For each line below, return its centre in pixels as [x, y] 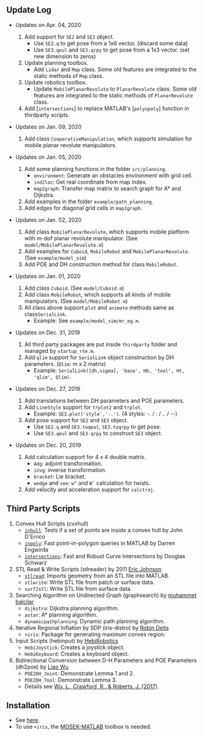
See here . [27, 720]
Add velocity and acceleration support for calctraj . [90, 489]
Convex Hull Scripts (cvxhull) [52, 523]
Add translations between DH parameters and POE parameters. [105, 400]
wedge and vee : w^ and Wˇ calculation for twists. [92, 483]
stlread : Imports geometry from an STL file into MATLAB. [97, 575]
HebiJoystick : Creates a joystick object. [75, 647]
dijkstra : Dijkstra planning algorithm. [72, 608]
